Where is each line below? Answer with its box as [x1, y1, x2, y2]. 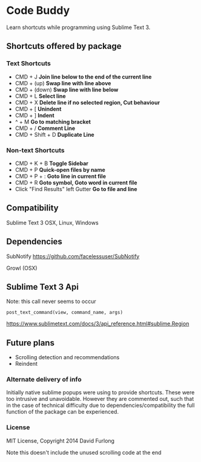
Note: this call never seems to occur [6, 298, 96, 305]
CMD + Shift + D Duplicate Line [15, 131, 95, 138]
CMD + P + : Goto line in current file [15, 172, 106, 180]
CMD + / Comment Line [15, 125, 76, 132]
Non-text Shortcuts [6, 146, 65, 154]
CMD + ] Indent [15, 111, 54, 119]
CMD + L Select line [15, 92, 66, 100]
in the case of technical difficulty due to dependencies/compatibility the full [6, 402, 195, 409]
